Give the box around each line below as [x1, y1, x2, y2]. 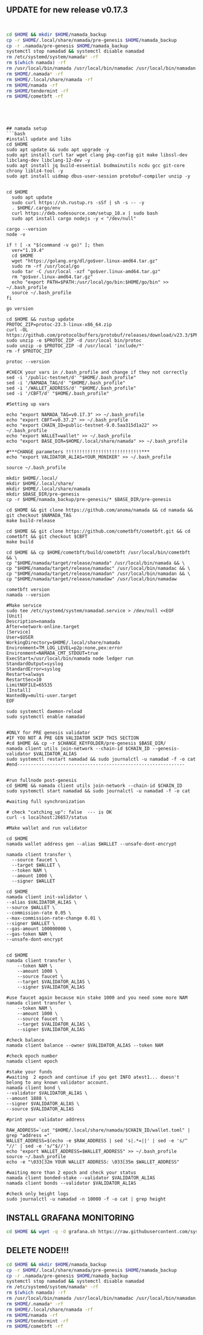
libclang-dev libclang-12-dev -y [6, 157, 91, 164]
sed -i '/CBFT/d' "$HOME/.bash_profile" [6, 391, 110, 397]
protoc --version [6, 359, 50, 365]
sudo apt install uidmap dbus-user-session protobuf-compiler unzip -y [6, 173, 190, 179]
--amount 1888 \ [6, 1096, 47, 1102]
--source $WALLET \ [6, 905, 56, 911]
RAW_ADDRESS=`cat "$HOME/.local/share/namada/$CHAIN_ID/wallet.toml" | [6, 1127, 190, 1133]
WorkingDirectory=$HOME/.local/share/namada [6, 640, 120, 646]
